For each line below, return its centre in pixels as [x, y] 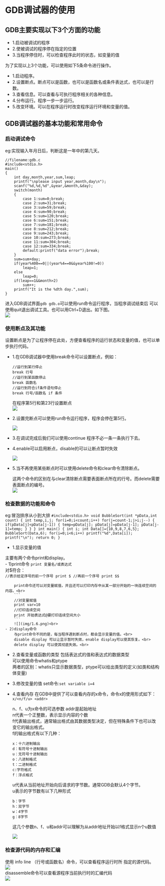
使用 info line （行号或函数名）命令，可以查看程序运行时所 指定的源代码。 [79, 862]
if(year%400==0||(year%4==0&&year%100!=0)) [59, 263]
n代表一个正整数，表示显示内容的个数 [50, 715]
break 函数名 [24, 382]
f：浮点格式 [23, 775]
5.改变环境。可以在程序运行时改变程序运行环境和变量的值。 [72, 107]
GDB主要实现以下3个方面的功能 [53, 30]
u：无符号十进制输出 [30, 754]
